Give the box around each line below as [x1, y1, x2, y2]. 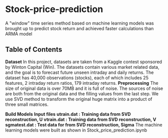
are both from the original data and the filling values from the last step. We [5, 90, 159, 96]
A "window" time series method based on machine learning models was [5, 20, 154, 26]
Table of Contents [5, 45, 63, 54]
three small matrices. [5, 101, 49, 107]
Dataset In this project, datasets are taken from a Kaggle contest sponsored [5, 59, 162, 65]
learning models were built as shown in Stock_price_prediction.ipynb [5, 127, 147, 133]
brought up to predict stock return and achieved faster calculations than [5, 25, 154, 31]
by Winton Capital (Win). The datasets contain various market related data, [5, 64, 159, 70]
